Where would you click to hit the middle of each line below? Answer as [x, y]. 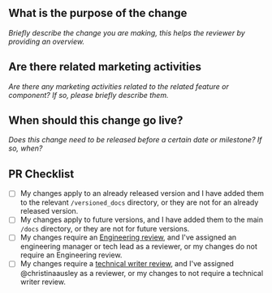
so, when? [26, 148]
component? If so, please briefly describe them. [89, 95]
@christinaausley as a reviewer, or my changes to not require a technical [142, 273]
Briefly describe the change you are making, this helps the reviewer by [127, 32]
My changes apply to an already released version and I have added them [142, 193]
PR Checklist [41, 174]
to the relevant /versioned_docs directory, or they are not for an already [139, 202]
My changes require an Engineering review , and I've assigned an [128, 237]
